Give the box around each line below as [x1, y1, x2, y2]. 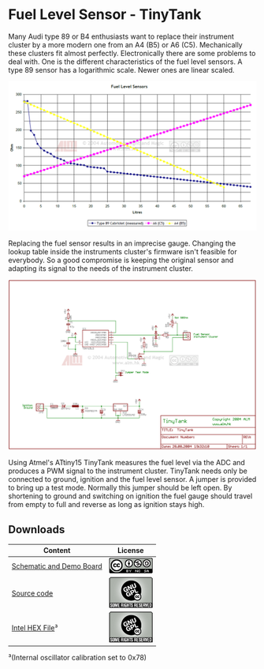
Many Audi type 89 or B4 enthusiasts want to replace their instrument [8, 32, 235, 41]
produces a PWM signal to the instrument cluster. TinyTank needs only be [8, 466, 248, 475]
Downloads [8, 523, 65, 536]
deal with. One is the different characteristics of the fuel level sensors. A [8, 57, 243, 66]
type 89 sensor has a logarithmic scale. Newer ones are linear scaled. [8, 65, 235, 74]
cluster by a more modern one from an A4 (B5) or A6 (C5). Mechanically [8, 39, 243, 49]
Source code [11, 588, 54, 598]
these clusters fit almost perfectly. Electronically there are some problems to [8, 48, 256, 58]
